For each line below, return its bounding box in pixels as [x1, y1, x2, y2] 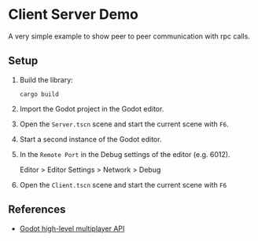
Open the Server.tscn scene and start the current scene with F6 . [19, 119, 230, 129]
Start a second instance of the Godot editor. [19, 134, 162, 144]
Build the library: [19, 75, 73, 84]
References [8, 203, 66, 217]
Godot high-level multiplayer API [19, 224, 125, 233]
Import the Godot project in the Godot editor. [19, 104, 164, 113]
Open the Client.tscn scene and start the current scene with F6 [19, 180, 227, 189]
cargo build [19, 90, 59, 98]
